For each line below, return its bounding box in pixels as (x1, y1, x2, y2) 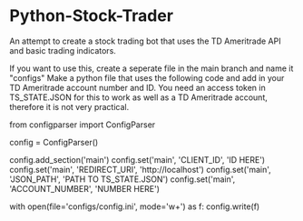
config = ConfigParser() (9, 136, 99, 147)
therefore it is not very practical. (9, 101, 130, 112)
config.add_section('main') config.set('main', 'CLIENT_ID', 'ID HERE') (9, 154, 266, 165)
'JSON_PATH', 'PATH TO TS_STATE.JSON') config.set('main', (9, 174, 236, 185)
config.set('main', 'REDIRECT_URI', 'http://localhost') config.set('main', (9, 164, 272, 175)
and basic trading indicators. (9, 45, 116, 55)
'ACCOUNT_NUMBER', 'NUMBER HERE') (9, 183, 161, 194)
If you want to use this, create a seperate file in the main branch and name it (9, 63, 294, 74)
